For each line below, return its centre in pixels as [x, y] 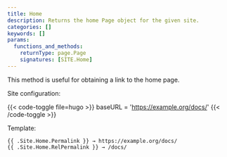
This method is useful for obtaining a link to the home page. [93, 80]
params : [19, 40]
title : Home [25, 14]
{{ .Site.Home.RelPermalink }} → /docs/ [67, 147]
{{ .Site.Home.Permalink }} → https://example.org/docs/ [92, 141]
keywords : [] [26, 33]
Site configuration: [34, 93]
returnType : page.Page [53, 54]
